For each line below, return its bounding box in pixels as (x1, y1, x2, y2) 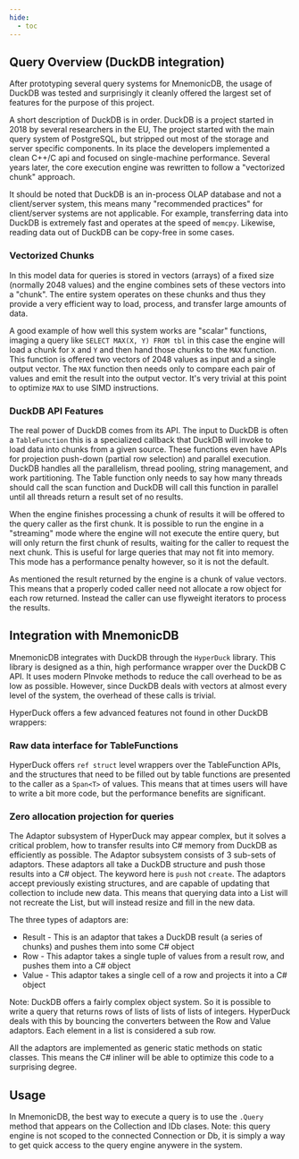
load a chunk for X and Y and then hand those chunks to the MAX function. (9, 344, 277, 354)
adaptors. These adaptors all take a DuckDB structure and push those (9, 859, 266, 870)
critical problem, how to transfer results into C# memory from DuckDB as (9, 840, 278, 851)
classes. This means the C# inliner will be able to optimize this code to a (9, 1052, 275, 1063)
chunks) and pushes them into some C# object (21, 942, 195, 952)
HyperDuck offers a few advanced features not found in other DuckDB (9, 707, 269, 718)
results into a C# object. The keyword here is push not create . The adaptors (9, 869, 287, 880)
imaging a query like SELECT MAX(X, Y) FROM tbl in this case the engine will (9, 335, 286, 345)
